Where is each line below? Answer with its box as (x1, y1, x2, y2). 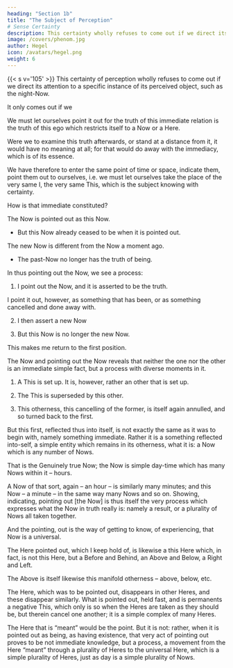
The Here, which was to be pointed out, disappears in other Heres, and (7, 587, 210, 596)
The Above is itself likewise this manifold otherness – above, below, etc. (7, 574, 212, 582)
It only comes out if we (7, 102, 73, 111)
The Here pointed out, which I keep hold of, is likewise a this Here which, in (7, 546, 222, 554)
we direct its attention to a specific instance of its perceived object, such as (7, 81, 223, 90)
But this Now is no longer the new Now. (17, 330, 130, 338)
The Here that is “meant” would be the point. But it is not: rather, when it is (7, 623, 220, 632)
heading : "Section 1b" (7, 10, 73, 17)
